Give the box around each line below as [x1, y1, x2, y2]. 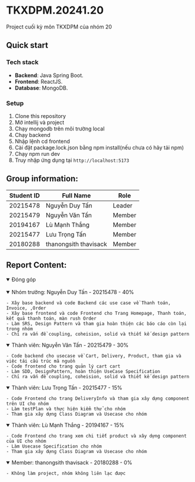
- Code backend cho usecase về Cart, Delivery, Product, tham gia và [6, 353, 182, 359]
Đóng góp [11, 276, 36, 283]
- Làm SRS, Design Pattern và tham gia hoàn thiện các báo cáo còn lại [6, 321, 187, 327]
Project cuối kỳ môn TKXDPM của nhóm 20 [6, 23, 113, 30]
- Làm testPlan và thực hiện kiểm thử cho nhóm [6, 406, 126, 412]
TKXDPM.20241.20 [6, 4, 104, 17]
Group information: [6, 174, 78, 184]
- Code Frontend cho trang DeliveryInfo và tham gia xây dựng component [6, 395, 190, 401]
